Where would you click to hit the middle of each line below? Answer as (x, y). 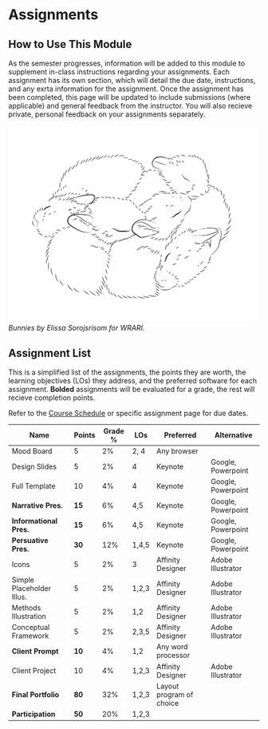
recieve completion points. (52, 398)
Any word (172, 647)
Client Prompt (35, 651)
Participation (33, 714)
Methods (26, 608)
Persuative (30, 541)
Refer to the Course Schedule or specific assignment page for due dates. (128, 414)
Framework (30, 636)
